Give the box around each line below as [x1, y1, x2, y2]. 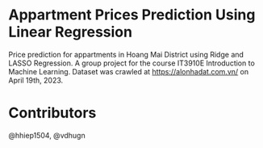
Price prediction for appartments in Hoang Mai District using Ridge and [8, 49, 244, 59]
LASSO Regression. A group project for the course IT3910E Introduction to [8, 58, 256, 68]
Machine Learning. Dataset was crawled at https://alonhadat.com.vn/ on [8, 66, 248, 76]
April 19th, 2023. [8, 75, 64, 85]
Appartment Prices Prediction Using [8, 6, 256, 24]
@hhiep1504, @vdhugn [8, 130, 86, 140]
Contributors [8, 104, 97, 122]
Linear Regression [8, 23, 133, 41]
